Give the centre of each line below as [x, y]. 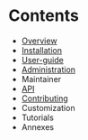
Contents [44, 16]
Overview [39, 41]
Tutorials [38, 117]
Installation [42, 50]
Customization [48, 107]
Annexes [38, 126]
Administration [48, 70]
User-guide [42, 60]
